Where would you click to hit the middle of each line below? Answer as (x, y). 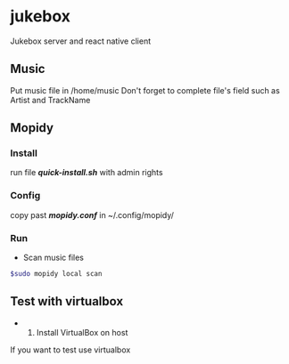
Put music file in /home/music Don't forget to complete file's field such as (145, 90)
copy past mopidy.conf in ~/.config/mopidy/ (92, 214)
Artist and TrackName (50, 100)
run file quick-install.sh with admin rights (87, 173)
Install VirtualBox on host (82, 332)
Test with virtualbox (67, 301)
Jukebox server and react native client (80, 41)
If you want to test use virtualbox (70, 350)
